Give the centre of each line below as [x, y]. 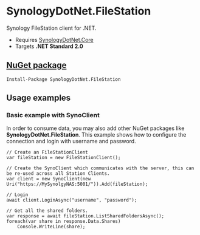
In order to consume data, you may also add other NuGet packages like [95, 128]
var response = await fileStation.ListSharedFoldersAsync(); [85, 216]
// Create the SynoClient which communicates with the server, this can [100, 168]
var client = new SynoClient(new [49, 179]
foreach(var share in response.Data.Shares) [64, 222]
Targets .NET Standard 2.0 [49, 46]
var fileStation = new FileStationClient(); [64, 158]
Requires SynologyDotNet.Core [54, 39]
